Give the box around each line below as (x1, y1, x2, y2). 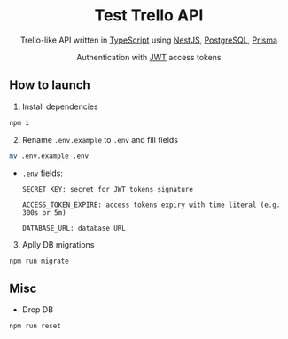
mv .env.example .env (9, 152, 90, 161)
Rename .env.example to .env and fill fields (21, 134, 179, 145)
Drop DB (21, 304, 54, 315)
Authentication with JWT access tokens (76, 51, 222, 62)
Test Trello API (94, 5, 204, 26)
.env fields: (21, 168, 64, 178)
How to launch (9, 77, 90, 93)
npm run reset (9, 321, 62, 331)
